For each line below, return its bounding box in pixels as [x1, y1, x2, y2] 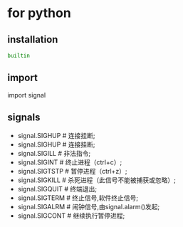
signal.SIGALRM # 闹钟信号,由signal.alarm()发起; [17, 202, 160, 211]
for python [7, 5, 71, 21]
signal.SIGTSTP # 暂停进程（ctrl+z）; [17, 167, 127, 175]
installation [7, 33, 58, 46]
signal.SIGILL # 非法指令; [17, 149, 91, 157]
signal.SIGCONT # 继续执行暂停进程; [17, 211, 125, 220]
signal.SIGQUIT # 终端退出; [17, 184, 98, 193]
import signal [7, 90, 46, 99]
